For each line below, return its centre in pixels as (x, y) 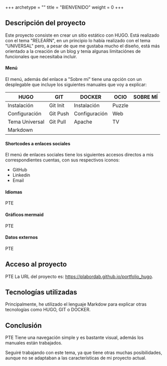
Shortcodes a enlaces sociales (38, 143)
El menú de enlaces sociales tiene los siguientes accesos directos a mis (79, 155)
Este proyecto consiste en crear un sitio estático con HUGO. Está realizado (82, 35)
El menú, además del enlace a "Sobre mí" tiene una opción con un (73, 79)
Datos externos (22, 237)
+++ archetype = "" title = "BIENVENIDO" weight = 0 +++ (64, 7)
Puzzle (121, 106)
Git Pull (58, 122)
